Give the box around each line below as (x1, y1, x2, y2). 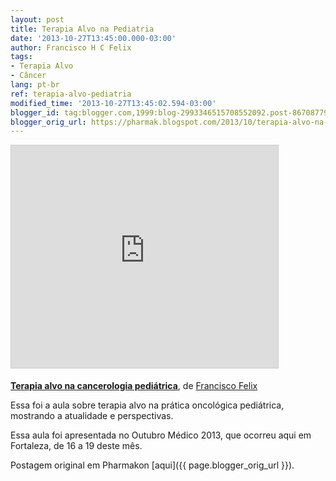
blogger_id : (10, 107, 60, 118)
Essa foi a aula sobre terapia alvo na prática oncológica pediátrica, (10, 399, 285, 411)
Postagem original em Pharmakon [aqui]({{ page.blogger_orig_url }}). (10, 459, 295, 471)
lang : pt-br (10, 80, 60, 90)
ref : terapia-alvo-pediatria (10, 89, 132, 99)
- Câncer (10, 71, 47, 81)
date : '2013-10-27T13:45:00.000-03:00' (10, 33, 177, 43)
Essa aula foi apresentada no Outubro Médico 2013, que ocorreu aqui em (10, 429, 312, 441)
